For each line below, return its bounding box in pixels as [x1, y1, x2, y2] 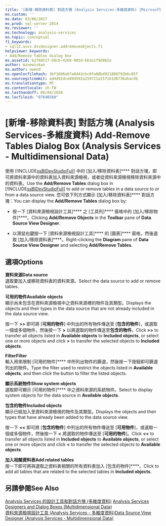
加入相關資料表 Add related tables [5, 457, 74, 463]
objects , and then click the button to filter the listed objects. [5, 370, 127, 376]
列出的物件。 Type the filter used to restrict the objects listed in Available [5, 365, 153, 371]
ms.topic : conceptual [5, 35, 50, 40]
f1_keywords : [5, 40, 32, 44]
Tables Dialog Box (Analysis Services [5, 140, 161, 152]
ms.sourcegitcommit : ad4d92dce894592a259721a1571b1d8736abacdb [5, 76, 138, 81]
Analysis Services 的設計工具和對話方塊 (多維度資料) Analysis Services [5, 498, 149, 504]
